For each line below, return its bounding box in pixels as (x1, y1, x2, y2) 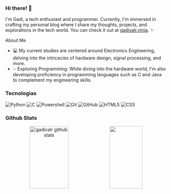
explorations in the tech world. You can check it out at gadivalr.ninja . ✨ (5, 27, 155, 33)
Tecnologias (5, 90, 37, 97)
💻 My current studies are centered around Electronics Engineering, (12, 48, 156, 54)
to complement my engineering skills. (12, 77, 92, 83)
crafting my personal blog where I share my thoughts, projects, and (5, 21, 147, 28)
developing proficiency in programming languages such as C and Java (12, 72, 162, 78)
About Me (5, 37, 27, 44)
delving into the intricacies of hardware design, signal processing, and (12, 55, 161, 61)
